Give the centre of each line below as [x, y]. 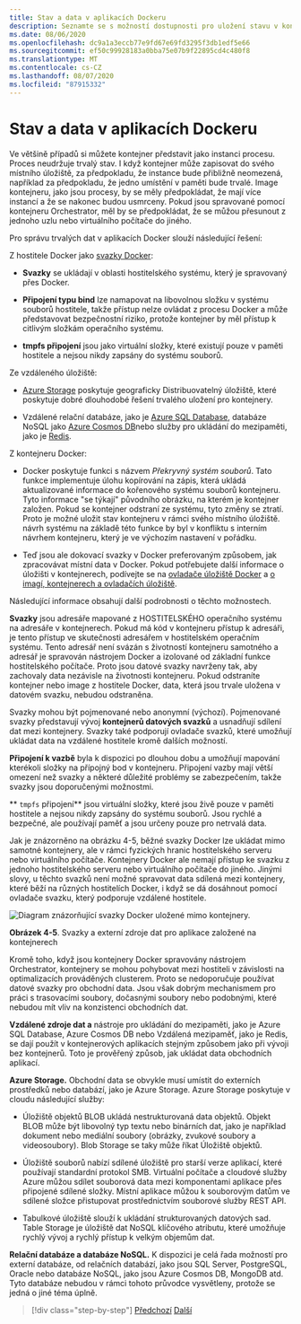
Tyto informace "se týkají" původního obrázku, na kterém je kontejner [150, 499]
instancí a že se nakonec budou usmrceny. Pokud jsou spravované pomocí [147, 201]
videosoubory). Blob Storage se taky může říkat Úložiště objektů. [142, 1144]
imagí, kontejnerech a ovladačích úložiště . [99, 583]
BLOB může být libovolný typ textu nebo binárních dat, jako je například [154, 1126]
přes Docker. [46, 282]
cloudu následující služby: [57, 1099]
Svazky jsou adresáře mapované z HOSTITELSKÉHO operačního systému [146, 618]
